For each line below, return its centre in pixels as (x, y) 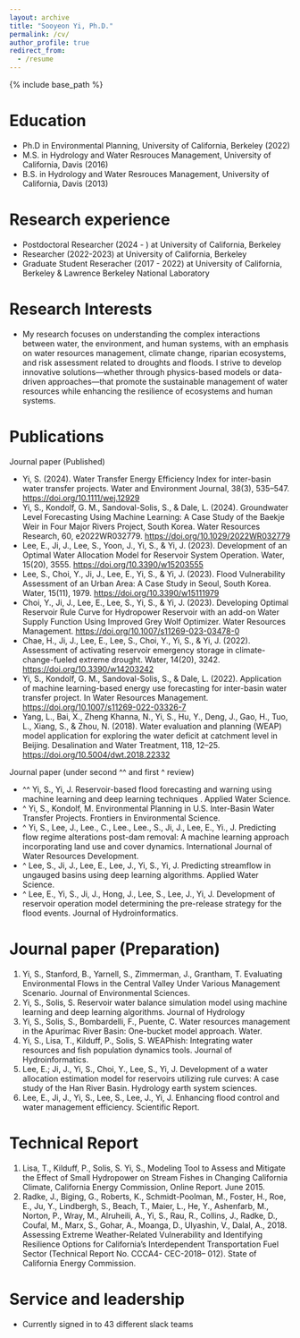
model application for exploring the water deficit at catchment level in (150, 736)
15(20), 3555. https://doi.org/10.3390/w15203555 (112, 564)
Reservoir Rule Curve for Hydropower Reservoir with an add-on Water (150, 612)
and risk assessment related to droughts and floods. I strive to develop (152, 362)
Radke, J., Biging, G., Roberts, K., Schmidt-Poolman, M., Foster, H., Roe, (154, 1197)
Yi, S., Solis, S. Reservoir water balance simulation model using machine (154, 1002)
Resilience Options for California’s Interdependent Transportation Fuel (150, 1244)
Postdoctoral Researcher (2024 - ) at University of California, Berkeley (151, 244)
